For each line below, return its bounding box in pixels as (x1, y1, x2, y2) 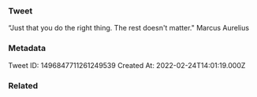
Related (8, 80, 39, 91)
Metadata (8, 43, 46, 54)
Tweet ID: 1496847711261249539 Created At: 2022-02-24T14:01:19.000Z (8, 60, 246, 70)
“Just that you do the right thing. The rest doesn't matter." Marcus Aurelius (8, 23, 250, 33)
